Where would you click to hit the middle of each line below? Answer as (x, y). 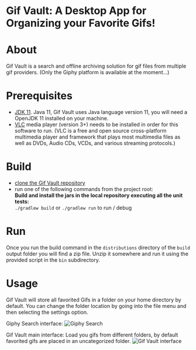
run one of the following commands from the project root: (84, 189)
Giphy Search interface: (35, 323)
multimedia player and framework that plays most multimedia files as (97, 137)
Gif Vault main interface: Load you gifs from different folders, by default (92, 335)
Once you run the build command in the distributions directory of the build (98, 247)
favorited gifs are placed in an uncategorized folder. (68, 341)
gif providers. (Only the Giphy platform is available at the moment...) (88, 72)
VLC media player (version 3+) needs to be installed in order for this (96, 124)
